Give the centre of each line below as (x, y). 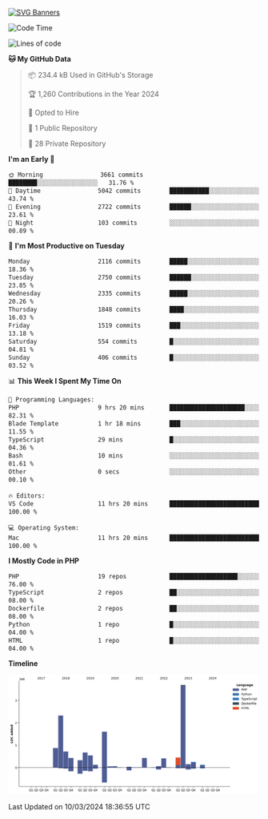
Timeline (23, 664)
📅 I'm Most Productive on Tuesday (67, 246)
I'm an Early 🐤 (32, 159)
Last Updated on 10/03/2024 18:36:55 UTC (79, 806)
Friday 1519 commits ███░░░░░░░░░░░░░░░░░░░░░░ (134, 325)
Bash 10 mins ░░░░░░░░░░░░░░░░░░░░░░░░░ (134, 456)
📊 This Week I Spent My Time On (65, 381)
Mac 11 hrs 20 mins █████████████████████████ (134, 538)
